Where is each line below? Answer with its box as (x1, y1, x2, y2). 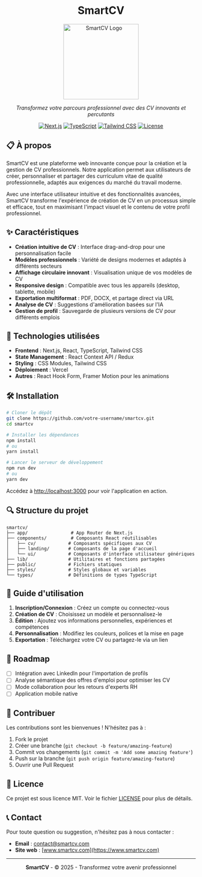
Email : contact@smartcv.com (14, 840, 90, 847)
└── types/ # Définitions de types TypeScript (6, 572, 158, 578)
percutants (87, 110, 115, 118)
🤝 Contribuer (6, 708, 55, 718)
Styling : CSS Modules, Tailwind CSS (14, 360, 107, 367)
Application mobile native (14, 690, 78, 697)
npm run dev (6, 465, 36, 471)
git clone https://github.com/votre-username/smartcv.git (6, 415, 155, 422)
